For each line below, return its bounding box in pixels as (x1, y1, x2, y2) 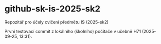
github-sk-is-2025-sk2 (4, 3, 101, 14)
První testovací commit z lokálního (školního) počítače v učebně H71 (4, 28, 141, 34)
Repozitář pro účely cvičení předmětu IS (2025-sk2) (4, 19, 109, 25)
